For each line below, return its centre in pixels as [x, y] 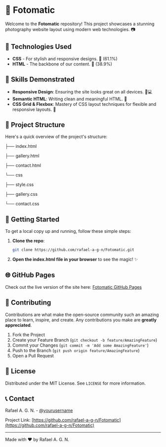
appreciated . [19, 325]
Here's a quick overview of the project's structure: [56, 137]
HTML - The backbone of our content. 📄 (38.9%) [62, 64]
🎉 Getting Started [32, 219]
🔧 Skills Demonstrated [40, 79]
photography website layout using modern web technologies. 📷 [70, 29]
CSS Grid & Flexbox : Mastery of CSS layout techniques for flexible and [84, 104]
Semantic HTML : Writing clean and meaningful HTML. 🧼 [70, 99]
